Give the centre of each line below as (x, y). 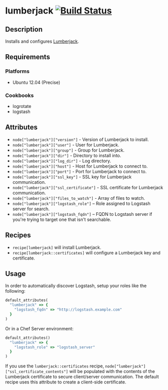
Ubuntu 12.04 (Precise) (36, 82)
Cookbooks (20, 95)
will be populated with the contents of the (112, 371)
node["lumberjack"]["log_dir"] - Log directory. (62, 161)
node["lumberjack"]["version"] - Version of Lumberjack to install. (80, 139)
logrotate (22, 106)
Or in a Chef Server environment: (39, 328)
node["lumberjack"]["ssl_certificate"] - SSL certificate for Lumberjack (88, 187)
